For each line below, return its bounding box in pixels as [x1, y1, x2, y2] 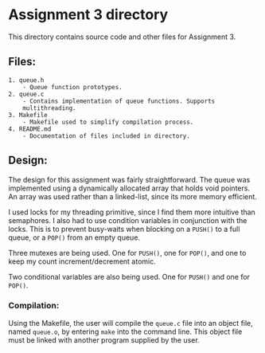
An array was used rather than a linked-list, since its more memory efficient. [8, 191, 257, 201]
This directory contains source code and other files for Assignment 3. [8, 32, 236, 41]
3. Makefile [8, 111, 48, 119]
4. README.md [8, 125, 52, 133]
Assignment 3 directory [8, 6, 169, 24]
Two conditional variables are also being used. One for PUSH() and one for [8, 272, 251, 281]
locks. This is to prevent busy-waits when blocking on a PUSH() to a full [8, 224, 240, 233]
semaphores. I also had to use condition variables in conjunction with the [8, 215, 247, 225]
